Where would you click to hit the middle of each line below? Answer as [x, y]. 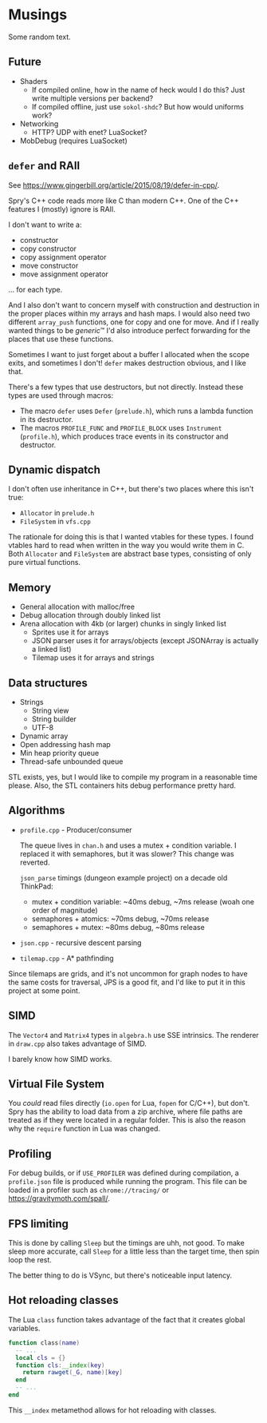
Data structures [48, 683]
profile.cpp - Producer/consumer [76, 829]
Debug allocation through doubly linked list [90, 615]
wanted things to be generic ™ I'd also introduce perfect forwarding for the [130, 330]
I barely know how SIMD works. [60, 1059]
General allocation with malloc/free [77, 607]
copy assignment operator [63, 256]
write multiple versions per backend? [92, 98]
